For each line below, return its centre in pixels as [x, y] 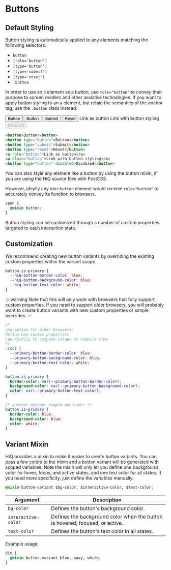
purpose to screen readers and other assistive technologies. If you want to [83, 97]
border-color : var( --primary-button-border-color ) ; [66, 381]
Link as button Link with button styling [119, 118]
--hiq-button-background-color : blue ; [51, 280]
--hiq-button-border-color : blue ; [46, 276]
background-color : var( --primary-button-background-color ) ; [75, 386]
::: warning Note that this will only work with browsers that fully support [80, 299]
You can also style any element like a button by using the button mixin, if [81, 173]
